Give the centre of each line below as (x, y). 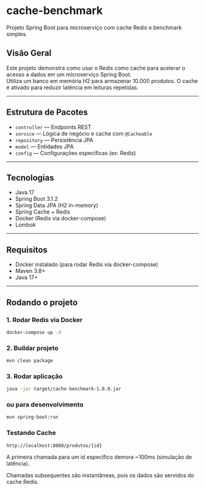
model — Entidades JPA (45, 146)
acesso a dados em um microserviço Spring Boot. (69, 74)
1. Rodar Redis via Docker (45, 320)
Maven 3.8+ (30, 271)
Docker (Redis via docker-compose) (61, 218)
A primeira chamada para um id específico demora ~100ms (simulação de (99, 457)
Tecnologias (30, 178)
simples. (17, 34)
